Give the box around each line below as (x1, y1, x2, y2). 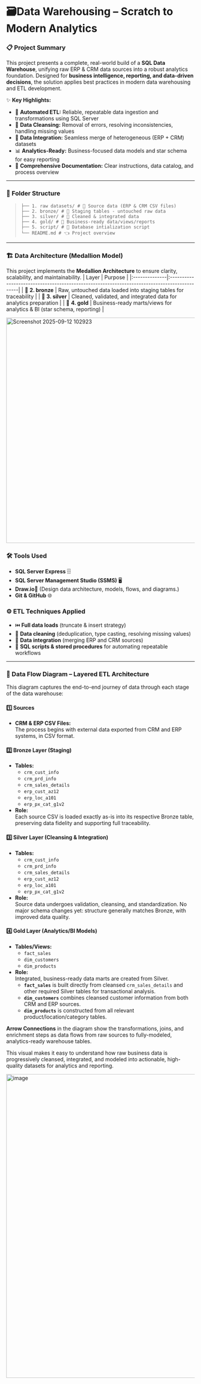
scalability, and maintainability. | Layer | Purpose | (6, 274, 129, 281)
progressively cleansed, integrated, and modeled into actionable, (6, 1055, 166, 1062)
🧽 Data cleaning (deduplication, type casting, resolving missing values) (14, 630, 191, 637)
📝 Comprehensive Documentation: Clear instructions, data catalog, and (14, 162, 194, 169)
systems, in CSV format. (14, 733, 75, 740)
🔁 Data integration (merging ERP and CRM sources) (14, 636, 144, 644)
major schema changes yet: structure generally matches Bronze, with (14, 907, 187, 914)
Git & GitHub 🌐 (14, 592, 52, 599)
